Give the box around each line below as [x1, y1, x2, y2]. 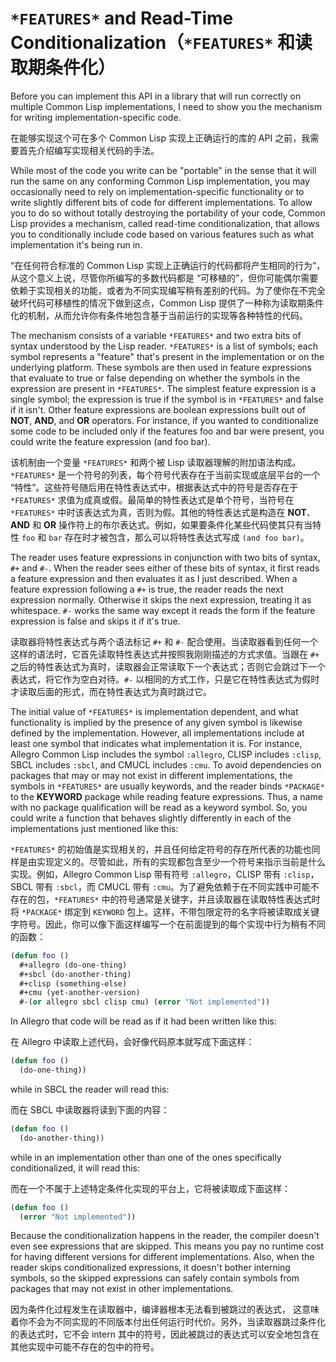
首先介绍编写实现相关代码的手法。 [18, 144, 160, 156]
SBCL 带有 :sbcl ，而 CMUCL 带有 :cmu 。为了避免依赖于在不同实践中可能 [10, 880, 311, 892]
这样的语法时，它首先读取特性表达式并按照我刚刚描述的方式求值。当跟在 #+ [10, 648, 320, 660]
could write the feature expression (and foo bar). [10, 435, 211, 447]
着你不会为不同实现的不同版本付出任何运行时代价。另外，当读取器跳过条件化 [10, 1316, 326, 1328]
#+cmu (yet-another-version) [19, 988, 141, 998]
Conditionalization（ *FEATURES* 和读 [10, 32, 313, 54]
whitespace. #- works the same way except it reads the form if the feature [10, 604, 316, 616]
